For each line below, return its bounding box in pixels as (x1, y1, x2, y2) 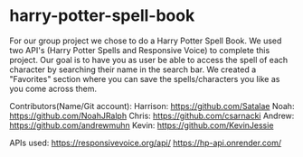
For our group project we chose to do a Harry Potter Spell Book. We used (9, 35, 282, 46)
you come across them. (9, 83, 98, 94)
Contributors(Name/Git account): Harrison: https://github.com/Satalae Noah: (9, 100, 295, 111)
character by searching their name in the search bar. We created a (9, 64, 257, 75)
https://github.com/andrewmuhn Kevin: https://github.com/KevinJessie (9, 119, 274, 131)
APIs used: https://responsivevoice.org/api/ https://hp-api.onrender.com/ (9, 137, 282, 148)
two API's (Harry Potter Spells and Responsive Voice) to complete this (9, 44, 270, 55)
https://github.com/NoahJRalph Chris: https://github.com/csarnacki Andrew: (9, 110, 295, 121)
